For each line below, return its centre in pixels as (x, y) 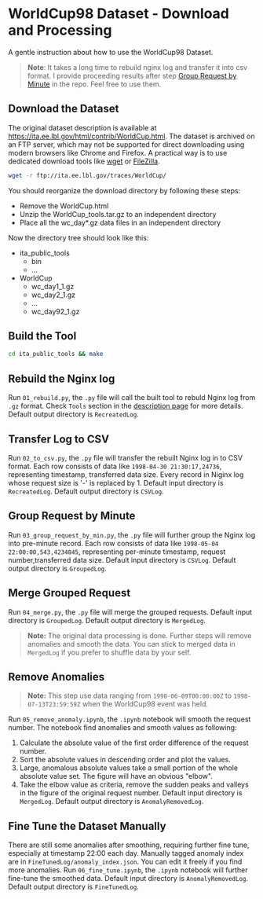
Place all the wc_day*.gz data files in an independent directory (120, 222)
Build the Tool (42, 336)
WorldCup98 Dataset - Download (119, 14)
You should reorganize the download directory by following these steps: (124, 190)
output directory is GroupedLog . (58, 568)
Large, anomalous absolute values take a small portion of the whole (128, 768)
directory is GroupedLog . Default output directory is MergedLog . (107, 620)
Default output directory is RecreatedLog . (74, 414)
